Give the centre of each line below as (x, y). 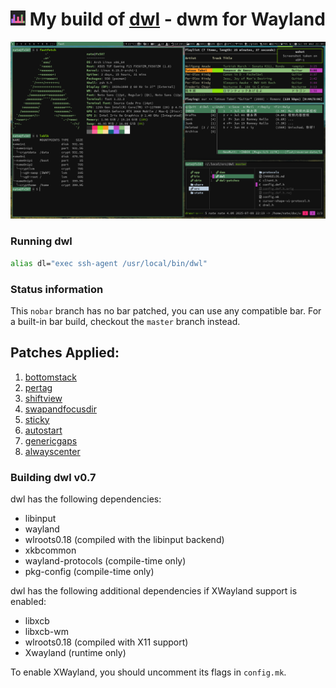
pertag (38, 387)
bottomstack (51, 377)
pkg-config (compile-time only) (89, 572)
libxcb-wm (46, 632)
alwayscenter (52, 451)
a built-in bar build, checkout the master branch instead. (125, 321)
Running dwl (41, 241)
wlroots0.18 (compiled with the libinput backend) (124, 540)
